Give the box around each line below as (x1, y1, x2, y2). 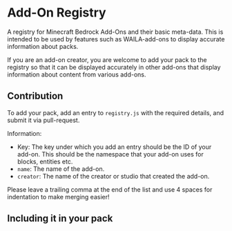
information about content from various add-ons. (7, 70, 146, 79)
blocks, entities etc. (17, 157, 73, 165)
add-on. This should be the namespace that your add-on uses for (17, 150, 204, 158)
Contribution (7, 90, 64, 102)
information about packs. (7, 42, 79, 50)
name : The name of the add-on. (17, 164, 105, 173)
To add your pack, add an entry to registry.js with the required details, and (7, 108, 224, 117)
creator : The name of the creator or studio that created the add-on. (17, 172, 210, 180)
